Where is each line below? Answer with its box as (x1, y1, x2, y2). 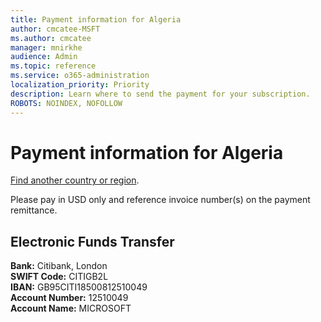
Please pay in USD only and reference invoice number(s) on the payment (10, 194, 311, 206)
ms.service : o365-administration (10, 71, 150, 81)
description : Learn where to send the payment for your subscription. (10, 89, 311, 99)
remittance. (10, 204, 58, 216)
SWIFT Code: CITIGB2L (10, 271, 109, 283)
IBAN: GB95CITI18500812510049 (10, 281, 148, 293)
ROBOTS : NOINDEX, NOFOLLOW (10, 98, 123, 108)
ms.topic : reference (10, 61, 97, 71)
